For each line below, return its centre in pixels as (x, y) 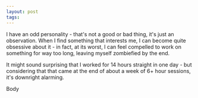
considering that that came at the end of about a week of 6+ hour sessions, (99, 71)
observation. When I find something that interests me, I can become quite (96, 40)
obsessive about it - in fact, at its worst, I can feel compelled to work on (94, 47)
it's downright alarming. (35, 77)
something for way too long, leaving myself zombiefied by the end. (88, 53)
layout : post (22, 12)
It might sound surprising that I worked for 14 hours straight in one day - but (99, 64)
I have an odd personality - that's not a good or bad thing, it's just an (90, 34)
